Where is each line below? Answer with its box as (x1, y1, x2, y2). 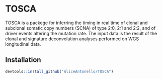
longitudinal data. (5, 41, 41, 47)
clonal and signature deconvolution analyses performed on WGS (5, 36, 139, 42)
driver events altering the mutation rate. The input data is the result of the (5, 30, 157, 36)
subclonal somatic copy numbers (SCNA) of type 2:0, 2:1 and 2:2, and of (5, 25, 156, 31)
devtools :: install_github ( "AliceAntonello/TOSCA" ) (5, 69, 114, 74)
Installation (5, 56, 41, 64)
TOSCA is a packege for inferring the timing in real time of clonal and (5, 20, 148, 26)
